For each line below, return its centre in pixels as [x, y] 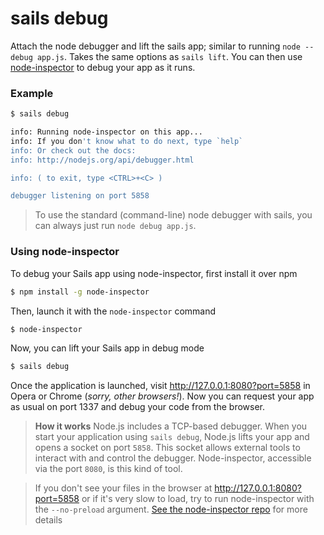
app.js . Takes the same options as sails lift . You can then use [169, 56]
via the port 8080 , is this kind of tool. [108, 469]
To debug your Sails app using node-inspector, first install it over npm [154, 273]
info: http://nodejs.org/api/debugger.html [102, 160]
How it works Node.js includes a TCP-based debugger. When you [171, 426]
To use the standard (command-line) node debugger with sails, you [173, 215]
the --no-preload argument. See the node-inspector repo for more [171, 509]
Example [32, 93]
